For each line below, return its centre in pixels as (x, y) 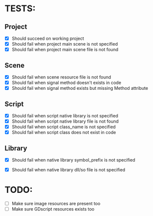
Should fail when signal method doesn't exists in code (66, 83)
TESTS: (20, 9)
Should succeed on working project (48, 38)
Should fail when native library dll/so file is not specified (68, 170)
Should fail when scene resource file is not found (61, 77)
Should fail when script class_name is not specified (64, 127)
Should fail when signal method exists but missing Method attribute (80, 88)
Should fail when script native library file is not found (65, 121)
